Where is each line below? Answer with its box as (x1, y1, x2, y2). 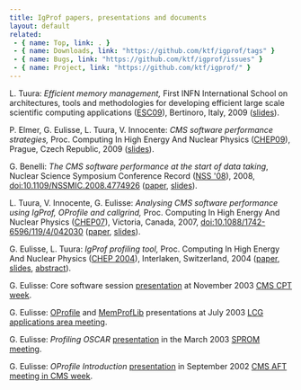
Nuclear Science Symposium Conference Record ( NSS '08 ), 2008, (9, 170, 256, 181)
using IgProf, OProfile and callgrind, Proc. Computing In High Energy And (9, 207, 280, 217)
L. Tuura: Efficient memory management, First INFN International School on (9, 87, 288, 99)
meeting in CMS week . (9, 370, 93, 381)
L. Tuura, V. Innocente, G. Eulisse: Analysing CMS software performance (9, 197, 279, 208)
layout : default (9, 22, 70, 31)
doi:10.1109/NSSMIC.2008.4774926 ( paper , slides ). (9, 180, 198, 191)
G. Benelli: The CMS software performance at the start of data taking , (9, 161, 269, 172)
